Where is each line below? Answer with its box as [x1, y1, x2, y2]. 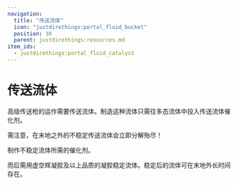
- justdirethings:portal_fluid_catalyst [13, 50, 135, 57]
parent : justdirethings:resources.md [13, 37, 125, 44]
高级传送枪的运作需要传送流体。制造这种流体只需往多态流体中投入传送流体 [7, 107, 225, 115]
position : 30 [13, 30, 52, 37]
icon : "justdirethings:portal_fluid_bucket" [13, 23, 147, 30]
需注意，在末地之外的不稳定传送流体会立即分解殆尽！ [7, 131, 163, 139]
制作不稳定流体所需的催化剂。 [7, 145, 94, 154]
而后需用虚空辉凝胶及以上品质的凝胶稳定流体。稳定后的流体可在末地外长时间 [7, 160, 231, 169]
